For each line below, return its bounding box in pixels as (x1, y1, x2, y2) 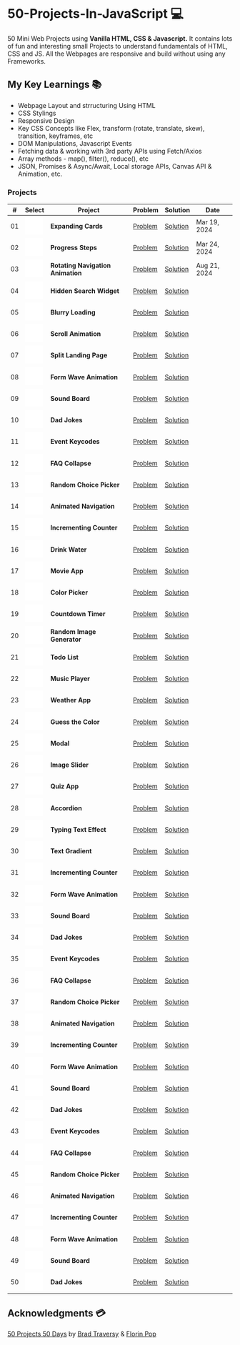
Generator (50, 635, 81, 644)
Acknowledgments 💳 (7, 1307, 106, 1319)
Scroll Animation (50, 329, 101, 338)
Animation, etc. (17, 169, 63, 178)
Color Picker (50, 588, 88, 597)
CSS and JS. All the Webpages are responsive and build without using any (7, 49, 226, 58)
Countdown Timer (50, 610, 106, 618)
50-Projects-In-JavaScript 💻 (7, 6, 184, 22)
